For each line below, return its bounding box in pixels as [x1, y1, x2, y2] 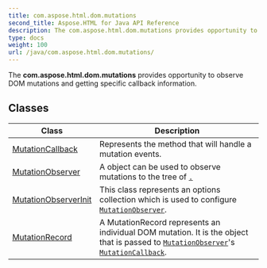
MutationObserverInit [12, 193, 92, 205]
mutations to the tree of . [99, 171, 193, 182]
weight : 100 [8, 41, 48, 49]
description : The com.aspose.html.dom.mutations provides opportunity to [8, 26, 258, 34]
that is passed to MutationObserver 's [99, 236, 235, 247]
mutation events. [99, 148, 162, 159]
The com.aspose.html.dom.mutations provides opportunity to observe [8, 71, 244, 79]
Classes [8, 101, 49, 115]
